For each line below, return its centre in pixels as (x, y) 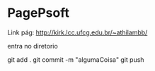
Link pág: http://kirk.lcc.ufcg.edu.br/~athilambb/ (77, 32)
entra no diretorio (33, 46)
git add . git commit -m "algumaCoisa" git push (76, 59)
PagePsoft (38, 13)
